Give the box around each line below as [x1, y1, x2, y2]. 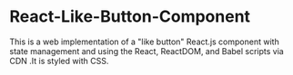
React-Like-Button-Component [9, 6, 251, 27]
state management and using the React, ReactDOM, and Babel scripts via [9, 45, 284, 56]
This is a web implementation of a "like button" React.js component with [9, 36, 279, 47]
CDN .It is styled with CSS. [9, 55, 109, 66]
